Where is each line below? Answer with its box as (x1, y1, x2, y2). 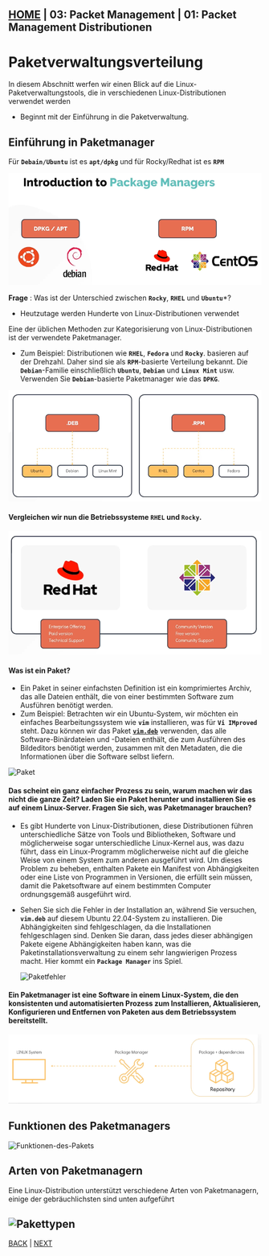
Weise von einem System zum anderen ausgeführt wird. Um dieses (19, 854, 243, 865)
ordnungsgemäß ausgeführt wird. (19, 889, 132, 899)
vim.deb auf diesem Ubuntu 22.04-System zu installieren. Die (19, 913, 223, 923)
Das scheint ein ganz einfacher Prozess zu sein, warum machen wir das (8, 785, 253, 795)
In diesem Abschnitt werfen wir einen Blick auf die (8, 80, 174, 89)
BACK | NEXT (8, 1238, 53, 1248)
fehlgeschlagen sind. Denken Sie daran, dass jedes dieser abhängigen (19, 930, 253, 940)
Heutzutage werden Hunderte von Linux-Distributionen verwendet (19, 309, 239, 319)
